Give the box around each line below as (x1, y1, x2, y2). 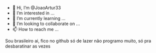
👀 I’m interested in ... (12, 10, 55, 16)
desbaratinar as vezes (5, 43, 51, 49)
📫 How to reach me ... (12, 26, 59, 32)
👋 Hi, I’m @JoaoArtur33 (12, 5, 61, 10)
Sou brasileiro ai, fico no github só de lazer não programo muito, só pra (5, 38, 152, 43)
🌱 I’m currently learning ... (12, 15, 66, 21)
